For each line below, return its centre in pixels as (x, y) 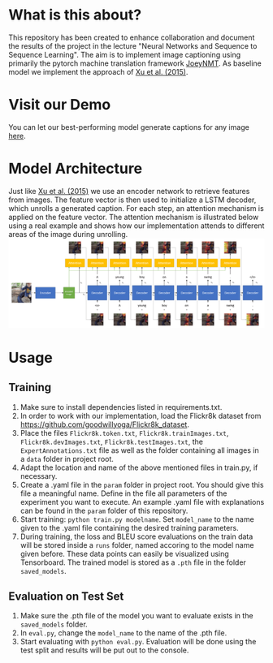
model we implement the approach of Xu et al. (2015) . (98, 71)
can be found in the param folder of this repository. (104, 510)
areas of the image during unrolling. (68, 234)
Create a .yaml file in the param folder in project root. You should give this (142, 484)
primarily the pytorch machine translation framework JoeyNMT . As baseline (135, 63)
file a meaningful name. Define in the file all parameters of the (123, 493)
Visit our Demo (60, 105)
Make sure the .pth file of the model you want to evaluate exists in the (136, 616)
